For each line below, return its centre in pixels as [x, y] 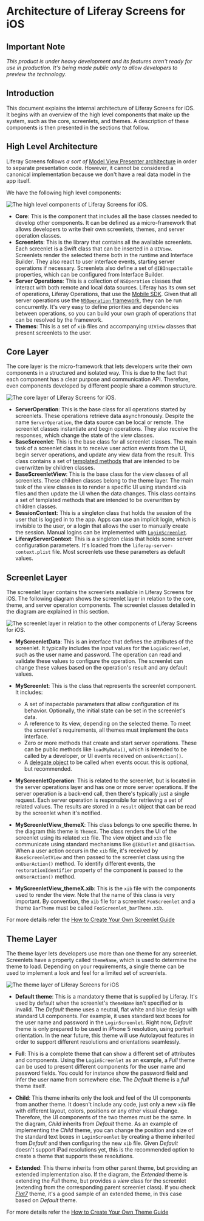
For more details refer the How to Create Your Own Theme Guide [87, 1212]
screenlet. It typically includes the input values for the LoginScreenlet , [103, 648]
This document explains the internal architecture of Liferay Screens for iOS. [101, 108]
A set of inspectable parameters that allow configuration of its [101, 704]
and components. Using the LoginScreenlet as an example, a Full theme [105, 1060]
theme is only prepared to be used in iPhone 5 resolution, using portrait [104, 1029]
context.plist [33, 553]
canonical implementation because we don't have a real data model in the [99, 174]
